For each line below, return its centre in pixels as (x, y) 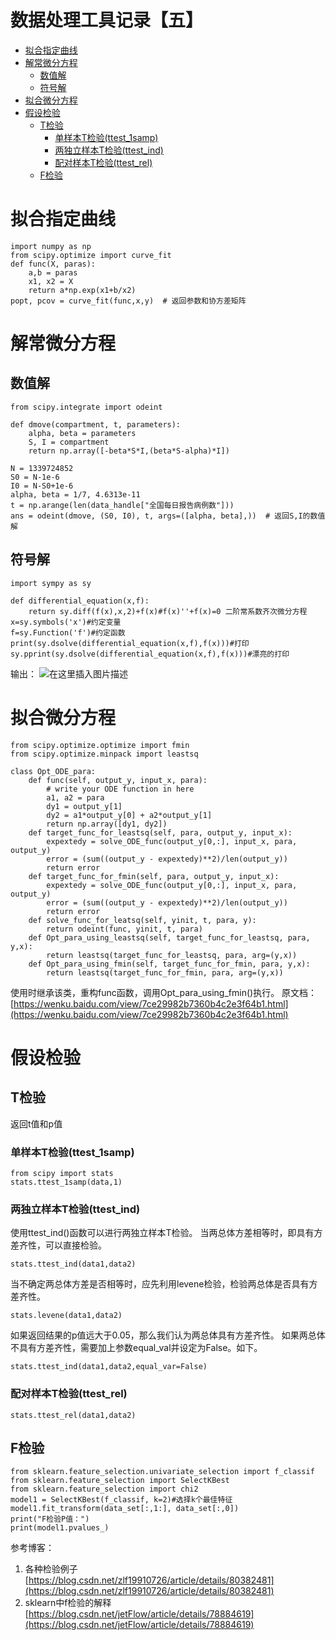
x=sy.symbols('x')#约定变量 (66, 622)
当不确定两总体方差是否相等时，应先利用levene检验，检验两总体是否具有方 (164, 1284)
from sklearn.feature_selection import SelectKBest (120, 1481)
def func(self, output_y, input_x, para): (118, 780)
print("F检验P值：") (50, 1519)
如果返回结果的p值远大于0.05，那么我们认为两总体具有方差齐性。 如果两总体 (168, 1335)
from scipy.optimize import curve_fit (91, 255)
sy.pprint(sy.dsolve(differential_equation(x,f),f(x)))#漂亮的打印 (150, 654)
